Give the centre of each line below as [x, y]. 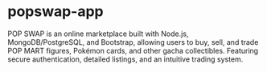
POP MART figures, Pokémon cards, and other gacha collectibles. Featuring [133, 50]
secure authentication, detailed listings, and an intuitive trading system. [125, 59]
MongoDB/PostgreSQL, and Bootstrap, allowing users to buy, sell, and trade [133, 42]
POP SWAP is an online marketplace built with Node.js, [98, 34]
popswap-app [55, 12]
